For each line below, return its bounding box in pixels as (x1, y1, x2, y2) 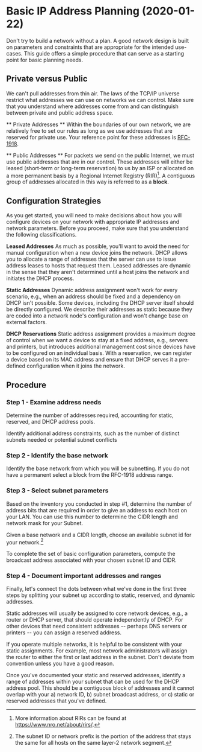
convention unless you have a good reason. (6, 660, 114, 668)
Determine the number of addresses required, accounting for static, (6, 412, 174, 419)
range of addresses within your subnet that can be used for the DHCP (6, 678, 179, 686)
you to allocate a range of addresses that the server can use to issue (6, 255, 176, 263)
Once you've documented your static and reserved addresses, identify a (6, 672, 186, 679)
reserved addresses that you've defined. (6, 697, 107, 704)
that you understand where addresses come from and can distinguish (6, 103, 179, 110)
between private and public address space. (6, 109, 114, 116)
